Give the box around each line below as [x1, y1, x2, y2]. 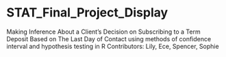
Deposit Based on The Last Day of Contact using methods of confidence [6, 34, 212, 43]
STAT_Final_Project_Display [6, 5, 168, 21]
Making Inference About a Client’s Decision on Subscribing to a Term [6, 27, 201, 36]
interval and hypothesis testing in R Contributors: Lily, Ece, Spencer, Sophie [6, 42, 220, 50]
